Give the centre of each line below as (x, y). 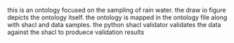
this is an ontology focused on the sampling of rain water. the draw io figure (117, 10)
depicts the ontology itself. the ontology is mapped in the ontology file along (117, 17)
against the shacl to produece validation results (76, 32)
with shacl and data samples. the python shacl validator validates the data (114, 25)
